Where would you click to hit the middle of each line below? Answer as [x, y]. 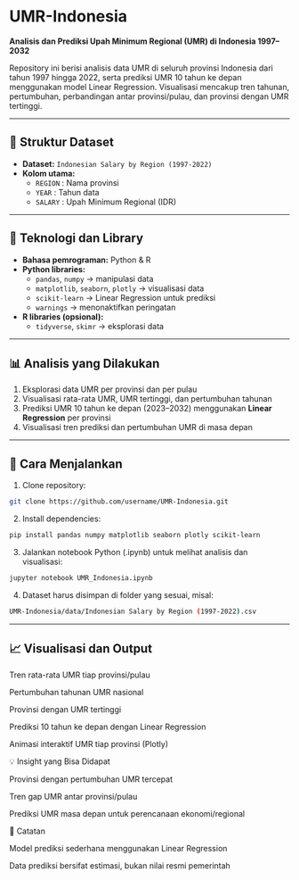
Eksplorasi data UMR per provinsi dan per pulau [109, 389]
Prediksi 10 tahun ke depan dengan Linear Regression [108, 726]
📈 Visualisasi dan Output [81, 649]
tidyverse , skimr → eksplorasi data [100, 326]
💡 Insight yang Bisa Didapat [60, 761]
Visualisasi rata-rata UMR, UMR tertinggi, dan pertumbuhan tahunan [147, 399]
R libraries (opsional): [63, 316]
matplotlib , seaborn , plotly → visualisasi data [120, 288]
